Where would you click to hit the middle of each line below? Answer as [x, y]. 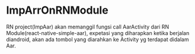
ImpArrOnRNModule [57, 10]
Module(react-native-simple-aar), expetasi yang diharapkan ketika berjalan [98, 33]
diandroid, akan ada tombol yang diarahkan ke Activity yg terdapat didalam [97, 39]
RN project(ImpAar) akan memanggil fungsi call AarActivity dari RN [88, 27]
